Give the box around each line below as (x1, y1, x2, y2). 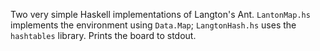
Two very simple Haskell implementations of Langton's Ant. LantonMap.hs (10, 9, 311, 20)
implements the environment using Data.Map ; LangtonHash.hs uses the (10, 19, 297, 31)
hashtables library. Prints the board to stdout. (10, 30, 197, 41)
